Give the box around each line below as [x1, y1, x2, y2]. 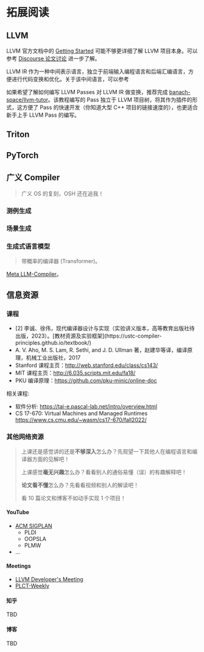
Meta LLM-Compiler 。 [6, 270, 62, 278]
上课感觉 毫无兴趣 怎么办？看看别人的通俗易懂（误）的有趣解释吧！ [21, 468, 187, 476]
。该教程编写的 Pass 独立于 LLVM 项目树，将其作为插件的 [47, 96, 193, 103]
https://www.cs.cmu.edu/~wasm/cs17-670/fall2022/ [15, 416, 147, 424]
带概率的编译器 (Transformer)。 [21, 257, 101, 264]
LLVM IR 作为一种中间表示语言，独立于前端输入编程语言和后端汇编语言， [6, 68, 189, 75]
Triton [6, 129, 30, 140]
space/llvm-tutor [6, 96, 49, 103]
